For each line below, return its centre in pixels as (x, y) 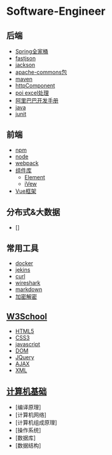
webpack (27, 163)
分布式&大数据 (33, 212)
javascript (28, 344)
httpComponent (35, 85)
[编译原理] (28, 407)
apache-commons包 (41, 72)
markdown (29, 289)
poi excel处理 (32, 93)
